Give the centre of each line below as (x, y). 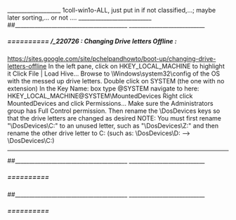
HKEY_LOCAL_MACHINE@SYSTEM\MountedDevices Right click (100, 96)
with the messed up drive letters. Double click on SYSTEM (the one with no (116, 81)
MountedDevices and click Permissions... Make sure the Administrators (110, 103)
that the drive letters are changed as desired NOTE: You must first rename (114, 118)
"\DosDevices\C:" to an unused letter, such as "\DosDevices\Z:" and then (113, 125)
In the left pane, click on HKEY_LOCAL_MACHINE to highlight (136, 66)
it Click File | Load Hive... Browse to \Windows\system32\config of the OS (114, 74)
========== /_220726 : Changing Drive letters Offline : (92, 41)
